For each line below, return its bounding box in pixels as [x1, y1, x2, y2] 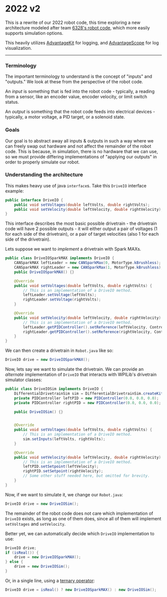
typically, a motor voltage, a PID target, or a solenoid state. [5, 114, 125, 120]
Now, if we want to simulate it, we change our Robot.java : [5, 491, 123, 497]
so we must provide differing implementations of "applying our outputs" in [5, 153, 157, 159]
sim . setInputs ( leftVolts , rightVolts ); [23, 437, 106, 442]
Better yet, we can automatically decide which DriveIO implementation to [5, 530, 155, 536]
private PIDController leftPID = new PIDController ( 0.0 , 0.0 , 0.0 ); [14, 396, 159, 401]
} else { [5, 559, 23, 565]
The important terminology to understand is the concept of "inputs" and [5, 73, 153, 80]
